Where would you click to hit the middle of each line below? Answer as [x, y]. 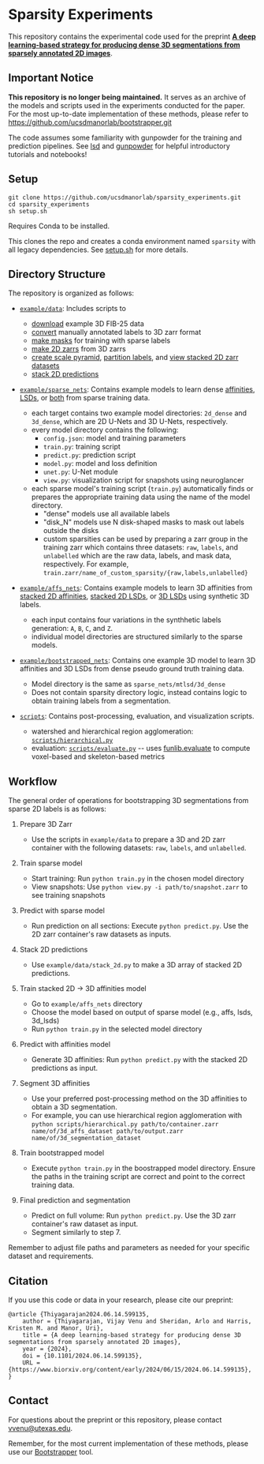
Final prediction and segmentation [75, 1200]
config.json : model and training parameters [115, 438]
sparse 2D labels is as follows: [57, 809]
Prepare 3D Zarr [46, 824]
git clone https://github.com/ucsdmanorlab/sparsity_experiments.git [125, 197]
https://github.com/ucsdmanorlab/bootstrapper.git [90, 122]
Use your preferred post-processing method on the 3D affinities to [139, 1098]
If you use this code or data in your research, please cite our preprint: [121, 1300]
